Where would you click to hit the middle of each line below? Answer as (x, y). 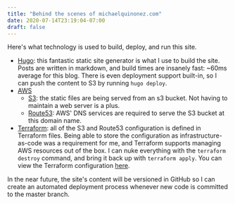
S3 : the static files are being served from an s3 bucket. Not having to (128, 98)
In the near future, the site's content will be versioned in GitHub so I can (112, 179)
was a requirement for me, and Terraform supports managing (132, 143)
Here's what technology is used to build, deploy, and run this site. (102, 47)
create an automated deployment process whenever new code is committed (118, 187)
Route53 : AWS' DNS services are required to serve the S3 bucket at (126, 113)
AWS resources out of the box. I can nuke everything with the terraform (122, 151)
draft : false (26, 27)
